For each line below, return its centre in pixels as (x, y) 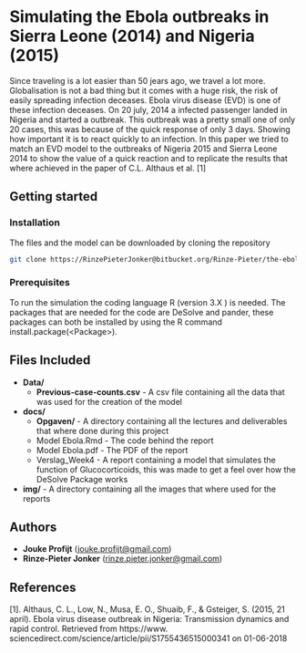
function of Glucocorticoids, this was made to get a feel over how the (166, 469)
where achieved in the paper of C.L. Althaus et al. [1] (108, 168)
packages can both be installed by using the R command (116, 322)
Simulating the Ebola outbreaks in (139, 17)
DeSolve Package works (82, 479)
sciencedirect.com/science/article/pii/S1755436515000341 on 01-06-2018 (148, 638)
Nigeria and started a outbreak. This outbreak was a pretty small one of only (153, 119)
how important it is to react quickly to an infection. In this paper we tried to (149, 139)
